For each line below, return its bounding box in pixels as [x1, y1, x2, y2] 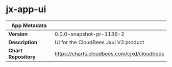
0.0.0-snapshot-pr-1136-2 [55, 30, 125, 38]
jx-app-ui [6, 4, 46, 15]
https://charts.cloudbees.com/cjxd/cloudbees [55, 50, 164, 57]
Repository [8, 53, 36, 60]
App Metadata [11, 22, 47, 29]
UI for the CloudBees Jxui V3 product [55, 39, 144, 46]
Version [8, 30, 28, 38]
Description [8, 39, 38, 46]
